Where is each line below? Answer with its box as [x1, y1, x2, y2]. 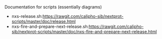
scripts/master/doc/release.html [11, 19, 76, 24]
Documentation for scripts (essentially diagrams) [4, 4, 102, 10]
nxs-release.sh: [11, 13, 43, 19]
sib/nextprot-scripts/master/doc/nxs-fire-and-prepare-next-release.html [11, 29, 157, 34]
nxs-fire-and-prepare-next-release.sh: [11, 24, 89, 29]
